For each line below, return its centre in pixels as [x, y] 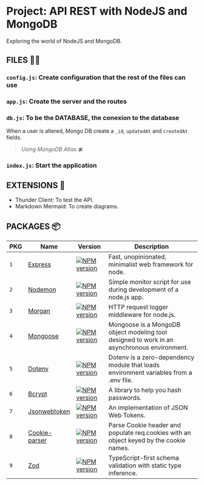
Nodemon [42, 289]
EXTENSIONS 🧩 [36, 185]
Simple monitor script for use [150, 282]
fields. [14, 138]
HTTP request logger [138, 307]
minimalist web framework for [151, 264]
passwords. [125, 398]
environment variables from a [150, 373]
